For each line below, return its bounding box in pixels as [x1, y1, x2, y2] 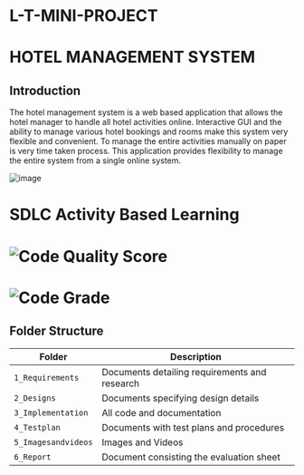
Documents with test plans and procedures [101, 421, 285, 433]
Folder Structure [9, 324, 104, 339]
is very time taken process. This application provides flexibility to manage [9, 146, 283, 157]
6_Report [14, 451, 52, 462]
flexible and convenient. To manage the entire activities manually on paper [9, 136, 287, 147]
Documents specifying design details [101, 392, 260, 404]
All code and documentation [101, 406, 222, 419]
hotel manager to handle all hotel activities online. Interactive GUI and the [9, 117, 282, 128]
